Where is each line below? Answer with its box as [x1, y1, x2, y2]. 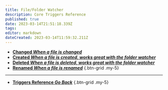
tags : [5, 26, 16, 31]
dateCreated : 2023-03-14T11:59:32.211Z [5, 35, 88, 40]
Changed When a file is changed [12, 48, 82, 55]
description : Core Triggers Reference [5, 12, 86, 17]
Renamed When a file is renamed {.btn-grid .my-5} [12, 64, 119, 70]
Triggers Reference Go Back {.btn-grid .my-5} [12, 79, 109, 85]
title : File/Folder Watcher [5, 7, 64, 12]
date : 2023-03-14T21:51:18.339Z [5, 21, 72, 26]
